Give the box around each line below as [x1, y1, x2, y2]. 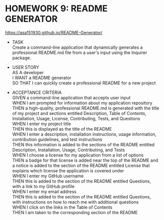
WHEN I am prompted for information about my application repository [12, 100, 153, 106]
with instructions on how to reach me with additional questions [12, 199, 139, 205]
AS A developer [12, 69, 44, 75]
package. [12, 55, 31, 60]
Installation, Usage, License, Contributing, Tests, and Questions [12, 115, 141, 121]
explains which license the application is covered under [12, 167, 124, 173]
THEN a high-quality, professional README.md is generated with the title [12, 105, 160, 111]
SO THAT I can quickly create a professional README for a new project [12, 80, 156, 86]
